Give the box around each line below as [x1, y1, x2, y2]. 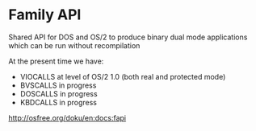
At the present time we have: [8, 56, 104, 66]
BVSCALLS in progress [19, 80, 97, 90]
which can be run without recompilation [8, 40, 141, 50]
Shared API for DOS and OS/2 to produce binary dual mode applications [8, 32, 248, 42]
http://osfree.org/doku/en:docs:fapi [8, 113, 127, 122]
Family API [8, 6, 82, 24]
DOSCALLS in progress [19, 88, 99, 98]
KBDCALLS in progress [19, 97, 98, 107]
